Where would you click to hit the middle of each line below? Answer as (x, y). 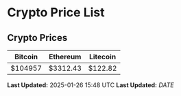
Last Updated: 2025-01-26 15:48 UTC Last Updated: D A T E (91, 85)
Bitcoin (26, 57)
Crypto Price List (56, 13)
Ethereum (65, 57)
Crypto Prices (37, 38)
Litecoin (102, 57)
